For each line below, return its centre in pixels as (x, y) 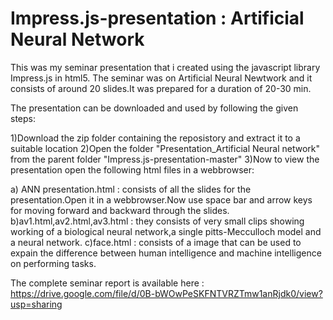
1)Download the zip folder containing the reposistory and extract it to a (155, 138)
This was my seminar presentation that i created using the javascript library (165, 67)
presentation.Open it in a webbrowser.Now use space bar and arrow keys (161, 199)
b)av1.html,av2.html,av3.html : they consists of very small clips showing (157, 221)
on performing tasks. (53, 263)
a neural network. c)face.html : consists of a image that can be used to (156, 242)
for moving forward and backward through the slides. (120, 210)
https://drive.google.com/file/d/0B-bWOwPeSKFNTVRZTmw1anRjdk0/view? (166, 293)
